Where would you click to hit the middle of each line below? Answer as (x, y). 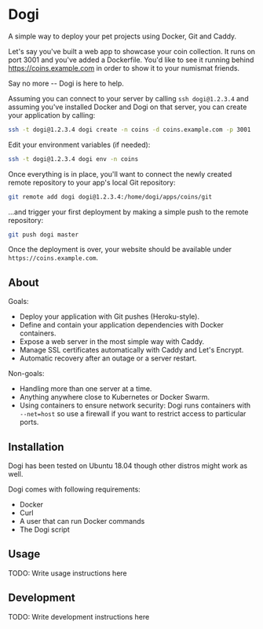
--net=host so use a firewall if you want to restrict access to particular (133, 414)
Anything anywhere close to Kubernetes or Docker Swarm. (115, 397)
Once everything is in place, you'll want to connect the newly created (120, 174)
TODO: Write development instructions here (79, 616)
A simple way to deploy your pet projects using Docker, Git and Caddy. (122, 36)
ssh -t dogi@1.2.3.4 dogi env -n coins (73, 159)
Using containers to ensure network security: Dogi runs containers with (135, 405)
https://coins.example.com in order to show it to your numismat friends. (124, 68)
